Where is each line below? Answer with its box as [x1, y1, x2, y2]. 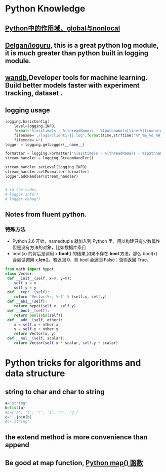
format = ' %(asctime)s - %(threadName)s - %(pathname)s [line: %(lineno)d [14, 128, 163, 133]
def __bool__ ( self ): [7, 308, 50, 313]
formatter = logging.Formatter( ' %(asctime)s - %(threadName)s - [5, 151, 140, 156]
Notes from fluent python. [5, 210, 87, 218]
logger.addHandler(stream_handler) [5, 174, 79, 179]
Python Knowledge [5, 3, 85, 14]
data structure [5, 368, 65, 379]
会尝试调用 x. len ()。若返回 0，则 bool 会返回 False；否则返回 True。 [12, 257, 152, 263]
